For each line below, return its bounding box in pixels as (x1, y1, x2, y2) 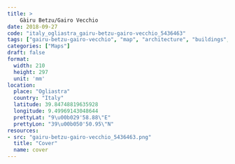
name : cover (13, 147, 49, 154)
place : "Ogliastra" (13, 88, 71, 95)
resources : (7, 127, 39, 134)
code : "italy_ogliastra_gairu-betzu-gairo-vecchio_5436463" (7, 29, 187, 37)
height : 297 (13, 68, 49, 75)
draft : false (7, 50, 45, 57)
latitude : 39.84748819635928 (13, 101, 99, 108)
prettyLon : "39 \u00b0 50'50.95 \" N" (13, 120, 114, 128)
